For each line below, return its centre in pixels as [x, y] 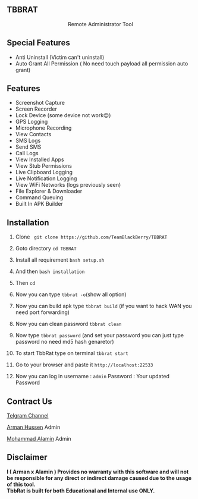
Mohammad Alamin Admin [39, 439]
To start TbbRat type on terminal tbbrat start [72, 353]
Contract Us [29, 401]
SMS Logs [28, 141]
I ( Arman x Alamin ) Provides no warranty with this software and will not [98, 472]
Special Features [39, 43]
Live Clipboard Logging [44, 172]
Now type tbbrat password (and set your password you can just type [99, 335]
